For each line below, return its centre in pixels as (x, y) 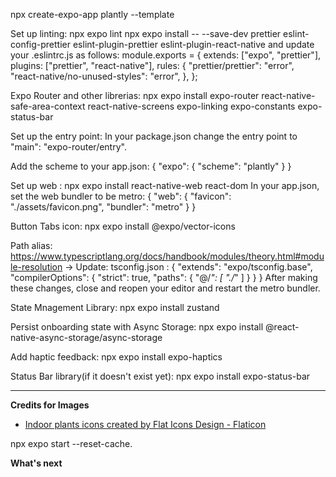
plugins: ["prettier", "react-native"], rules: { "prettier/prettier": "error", (152, 65)
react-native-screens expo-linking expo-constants (191, 106)
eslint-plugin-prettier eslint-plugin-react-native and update (193, 44)
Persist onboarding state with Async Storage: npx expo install (137, 327)
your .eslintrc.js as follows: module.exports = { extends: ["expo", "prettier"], (166, 55)
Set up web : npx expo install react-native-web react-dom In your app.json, (165, 185)
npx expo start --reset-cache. (71, 443)
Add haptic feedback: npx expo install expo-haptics (116, 357)
